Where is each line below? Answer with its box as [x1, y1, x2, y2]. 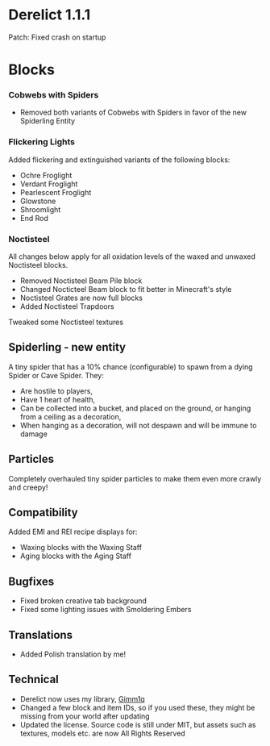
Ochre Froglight [19, 170, 73, 180]
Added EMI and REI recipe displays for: [8, 527, 138, 537]
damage [19, 429, 48, 439]
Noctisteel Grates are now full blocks [19, 293, 143, 303]
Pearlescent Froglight [19, 187, 92, 197]
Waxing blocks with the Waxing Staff [19, 543, 143, 552]
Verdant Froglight [19, 179, 78, 189]
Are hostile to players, [19, 386, 93, 396]
